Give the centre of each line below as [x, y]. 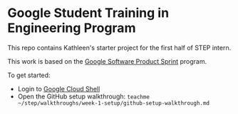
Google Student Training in [88, 13]
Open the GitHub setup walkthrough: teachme [83, 96]
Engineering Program [72, 28]
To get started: [29, 75]
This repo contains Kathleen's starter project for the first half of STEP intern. [119, 47]
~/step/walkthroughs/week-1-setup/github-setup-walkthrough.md [114, 103]
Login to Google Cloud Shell [59, 89]
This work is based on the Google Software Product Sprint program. [107, 61]
